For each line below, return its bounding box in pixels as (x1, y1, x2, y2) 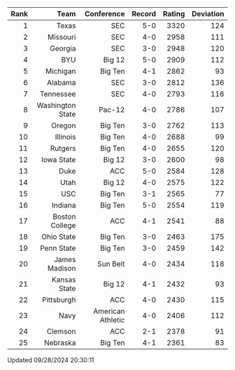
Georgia (50, 43, 76, 53)
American (93, 306, 125, 316)
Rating (163, 9, 185, 18)
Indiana (51, 200, 76, 210)
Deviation (192, 9, 225, 18)
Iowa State (41, 155, 76, 164)
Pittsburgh (41, 295, 76, 304)
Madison (48, 263, 76, 273)
